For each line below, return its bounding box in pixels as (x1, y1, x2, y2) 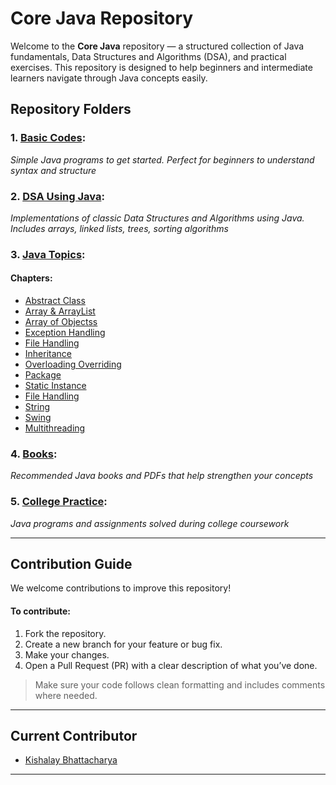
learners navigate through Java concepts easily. (10, 72, 208, 84)
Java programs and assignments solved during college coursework (10, 517, 290, 529)
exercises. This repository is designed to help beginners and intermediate (10, 61, 313, 73)
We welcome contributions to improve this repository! (10, 582, 232, 594)
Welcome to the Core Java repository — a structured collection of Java (10, 40, 305, 52)
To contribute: (10, 605, 71, 617)
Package (24, 369, 62, 381)
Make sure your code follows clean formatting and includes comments (34, 678, 326, 691)
